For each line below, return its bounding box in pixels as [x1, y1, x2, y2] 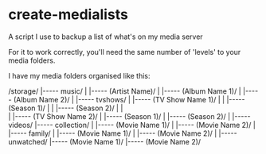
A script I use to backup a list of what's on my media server [8, 32, 203, 41]
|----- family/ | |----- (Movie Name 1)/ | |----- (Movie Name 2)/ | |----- [8, 129, 237, 138]
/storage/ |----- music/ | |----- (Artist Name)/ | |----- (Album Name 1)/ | [8, 86, 241, 96]
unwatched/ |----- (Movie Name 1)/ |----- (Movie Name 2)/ [8, 137, 201, 146]
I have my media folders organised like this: [8, 71, 151, 80]
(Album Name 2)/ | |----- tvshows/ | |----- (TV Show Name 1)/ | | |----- [13, 94, 245, 104]
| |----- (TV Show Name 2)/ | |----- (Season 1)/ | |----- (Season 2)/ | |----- [8, 111, 251, 121]
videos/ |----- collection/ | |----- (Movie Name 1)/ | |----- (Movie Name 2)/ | [8, 120, 256, 129]
